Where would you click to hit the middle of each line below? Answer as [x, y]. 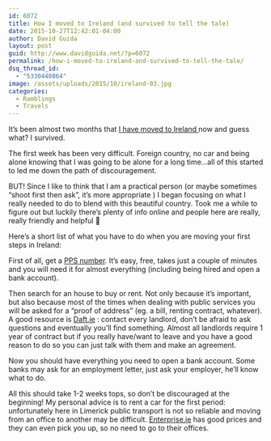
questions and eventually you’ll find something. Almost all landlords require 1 [136, 328]
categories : [28, 91]
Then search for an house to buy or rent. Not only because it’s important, [130, 294]
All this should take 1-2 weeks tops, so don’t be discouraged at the [119, 394]
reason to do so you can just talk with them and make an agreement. [123, 346]
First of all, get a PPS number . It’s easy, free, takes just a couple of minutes [133, 261]
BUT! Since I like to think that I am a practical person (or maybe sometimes [133, 186]
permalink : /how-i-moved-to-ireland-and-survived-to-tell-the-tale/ [126, 61]
